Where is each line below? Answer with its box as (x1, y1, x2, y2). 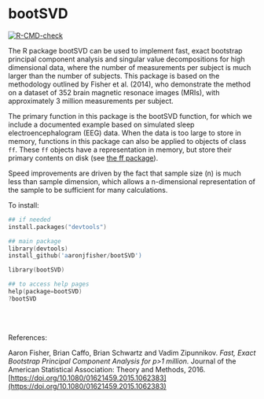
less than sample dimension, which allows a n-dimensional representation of (8, 176, 256, 186)
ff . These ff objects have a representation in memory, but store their (8, 145, 232, 154)
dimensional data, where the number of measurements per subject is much (8, 62, 251, 72)
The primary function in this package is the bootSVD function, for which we (8, 111, 253, 120)
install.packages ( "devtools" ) (8, 223, 108, 231)
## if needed (8, 216, 51, 224)
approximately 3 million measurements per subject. (8, 96, 174, 105)
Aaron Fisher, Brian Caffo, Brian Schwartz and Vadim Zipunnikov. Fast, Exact (8, 348, 256, 357)
